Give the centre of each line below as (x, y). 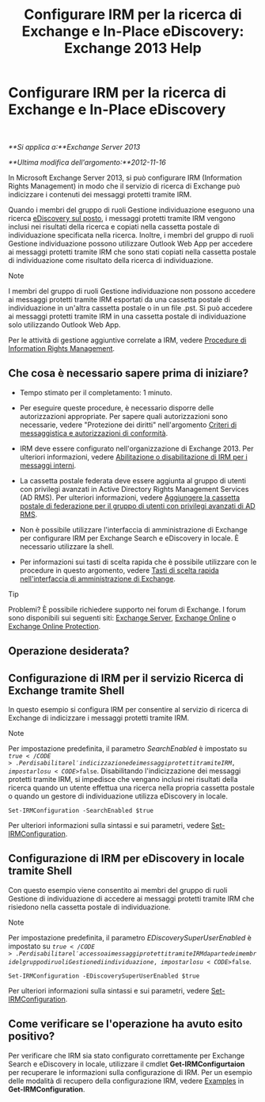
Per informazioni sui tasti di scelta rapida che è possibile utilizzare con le (138, 562)
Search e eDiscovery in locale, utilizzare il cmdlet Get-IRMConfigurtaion (127, 1064)
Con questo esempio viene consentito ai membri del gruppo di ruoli (118, 890)
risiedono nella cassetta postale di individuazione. (90, 907)
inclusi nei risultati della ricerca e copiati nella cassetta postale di (114, 227)
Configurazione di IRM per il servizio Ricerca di (126, 678)
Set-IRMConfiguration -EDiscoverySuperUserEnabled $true (104, 976)
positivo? (32, 1037)
